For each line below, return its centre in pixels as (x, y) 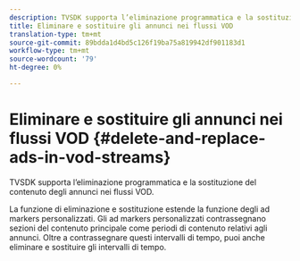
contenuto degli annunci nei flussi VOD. (82, 191)
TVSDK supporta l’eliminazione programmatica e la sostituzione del (133, 182)
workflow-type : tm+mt (50, 51)
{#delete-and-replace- (179, 139)
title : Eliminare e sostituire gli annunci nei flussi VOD (121, 26)
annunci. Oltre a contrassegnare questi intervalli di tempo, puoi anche (137, 237)
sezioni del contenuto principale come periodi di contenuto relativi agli (138, 228)
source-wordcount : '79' (54, 59)
